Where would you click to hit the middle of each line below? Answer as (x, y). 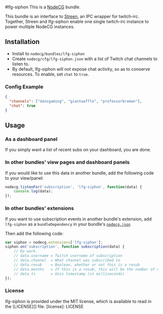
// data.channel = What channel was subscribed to (67, 260)
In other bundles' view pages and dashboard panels (67, 162)
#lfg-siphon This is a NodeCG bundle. (43, 7)
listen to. (21, 64)
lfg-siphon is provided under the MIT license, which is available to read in (78, 301)
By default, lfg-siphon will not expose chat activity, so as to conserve (81, 69)
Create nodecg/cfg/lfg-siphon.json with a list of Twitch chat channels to (85, 59)
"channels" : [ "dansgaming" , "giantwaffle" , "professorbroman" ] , (76, 101)
